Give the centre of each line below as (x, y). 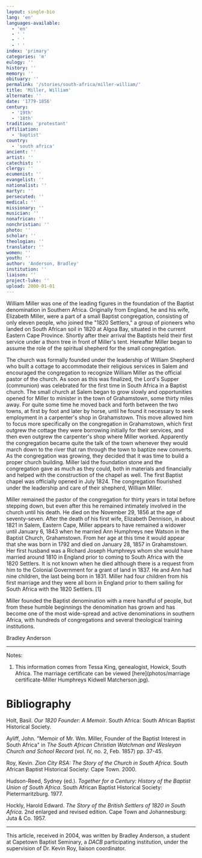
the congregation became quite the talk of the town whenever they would (97, 443)
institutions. (20, 626)
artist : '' (20, 157)
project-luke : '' (28, 281)
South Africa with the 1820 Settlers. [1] (54, 589)
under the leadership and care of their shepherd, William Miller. (84, 488)
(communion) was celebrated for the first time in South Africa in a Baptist (97, 385)
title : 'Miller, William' (38, 90)
